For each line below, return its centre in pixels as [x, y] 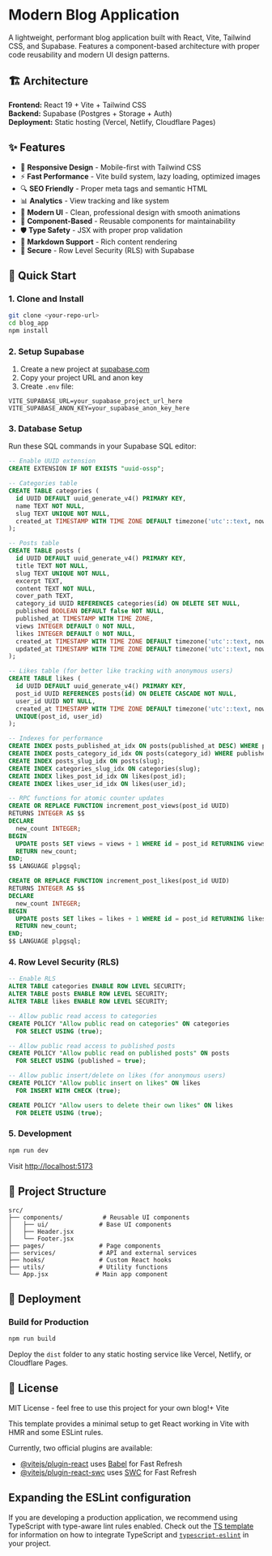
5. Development [40, 1133]
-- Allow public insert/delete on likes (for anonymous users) [117, 1076]
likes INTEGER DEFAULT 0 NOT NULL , [76, 634]
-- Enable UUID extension [52, 461]
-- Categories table [43, 484]
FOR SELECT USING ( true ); [59, 1031]
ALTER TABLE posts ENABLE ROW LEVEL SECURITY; [88, 994]
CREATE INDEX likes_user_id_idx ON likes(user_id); [97, 784]
